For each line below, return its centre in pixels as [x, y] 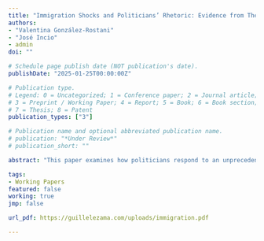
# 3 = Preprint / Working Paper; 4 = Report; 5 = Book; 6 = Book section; [133, 102]
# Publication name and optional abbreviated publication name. [115, 132]
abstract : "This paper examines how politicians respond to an [114, 160]
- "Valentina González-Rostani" [61, 30]
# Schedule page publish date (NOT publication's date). [103, 67]
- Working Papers [37, 182]
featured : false [35, 189]
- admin [21, 45]
